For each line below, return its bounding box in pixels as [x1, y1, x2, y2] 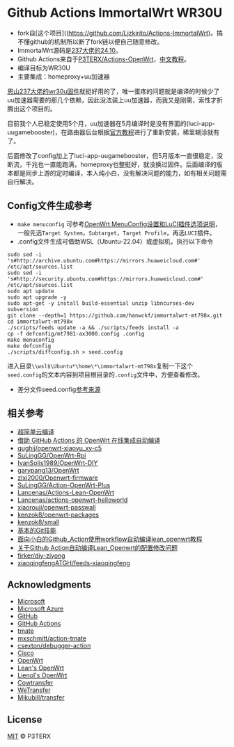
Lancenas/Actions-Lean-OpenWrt [17, 488, 115, 496]
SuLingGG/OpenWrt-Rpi [17, 451, 86, 459]
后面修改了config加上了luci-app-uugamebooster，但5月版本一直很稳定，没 [7, 151, 224, 159]
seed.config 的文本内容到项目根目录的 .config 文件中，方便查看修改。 [7, 370, 204, 379]
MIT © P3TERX [7, 732, 51, 741]
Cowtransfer [17, 679, 54, 687]
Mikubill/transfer [17, 693, 65, 702]
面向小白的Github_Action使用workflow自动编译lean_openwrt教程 [17, 535, 203, 543]
